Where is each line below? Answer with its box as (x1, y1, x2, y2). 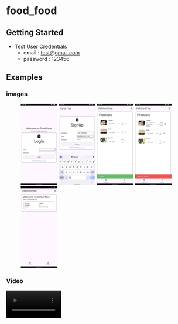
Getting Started (6, 28, 64, 37)
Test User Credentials (14, 43, 67, 50)
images (6, 90, 28, 98)
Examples (6, 72, 43, 83)
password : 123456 (23, 56, 70, 62)
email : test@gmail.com (23, 49, 80, 56)
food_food (6, 4, 57, 18)
